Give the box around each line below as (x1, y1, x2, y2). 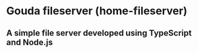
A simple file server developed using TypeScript (6, 28, 192, 38)
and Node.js (6, 37, 53, 47)
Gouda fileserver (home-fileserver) (6, 4, 188, 18)
